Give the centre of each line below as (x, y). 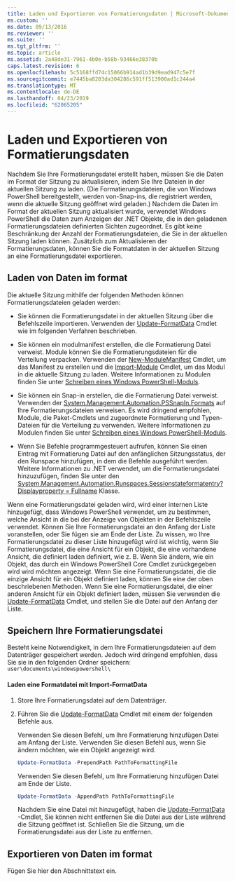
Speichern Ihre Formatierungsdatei (85, 631)
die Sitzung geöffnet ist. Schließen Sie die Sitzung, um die (101, 825)
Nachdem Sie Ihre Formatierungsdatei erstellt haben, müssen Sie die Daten (115, 174)
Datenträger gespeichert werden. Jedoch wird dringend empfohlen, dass (113, 655)
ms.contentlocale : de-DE (43, 92)
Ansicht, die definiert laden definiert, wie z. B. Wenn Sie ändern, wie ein (111, 556)
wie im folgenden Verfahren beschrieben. (77, 331)
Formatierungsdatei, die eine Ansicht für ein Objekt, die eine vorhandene (112, 549)
